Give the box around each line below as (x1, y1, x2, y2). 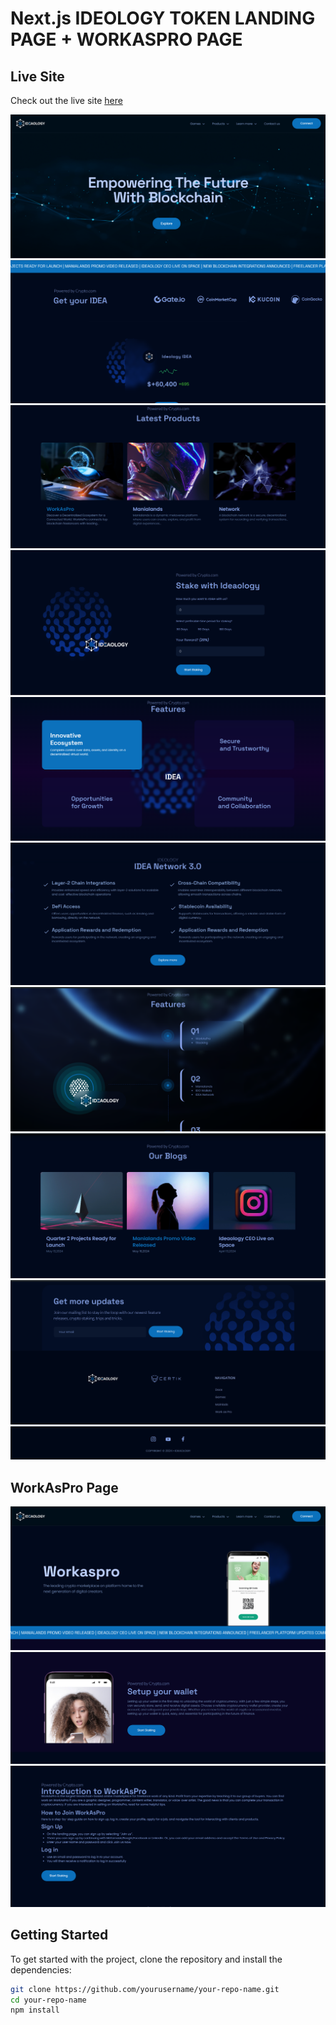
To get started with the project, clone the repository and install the (10, 1953, 283, 1965)
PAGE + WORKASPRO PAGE (10, 28, 243, 51)
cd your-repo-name (10, 1995, 87, 2005)
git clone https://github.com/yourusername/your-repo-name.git (10, 1984, 280, 1994)
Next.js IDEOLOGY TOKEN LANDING (10, 7, 316, 30)
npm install (10, 2005, 60, 2016)
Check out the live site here (10, 95, 123, 106)
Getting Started (10, 1927, 109, 1944)
